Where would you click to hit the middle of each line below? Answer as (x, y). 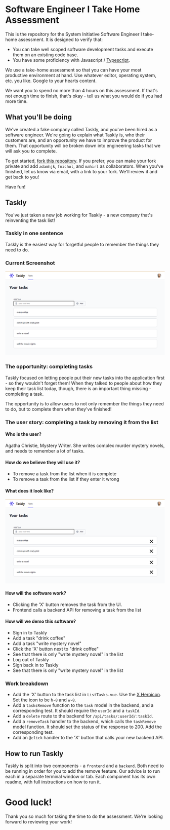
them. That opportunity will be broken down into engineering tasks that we (83, 145)
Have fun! (15, 186)
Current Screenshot (30, 263)
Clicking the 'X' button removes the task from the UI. (67, 605)
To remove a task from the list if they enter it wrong (66, 479)
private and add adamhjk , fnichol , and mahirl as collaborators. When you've (84, 166)
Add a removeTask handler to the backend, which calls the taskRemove (84, 722)
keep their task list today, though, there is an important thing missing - (78, 388)
